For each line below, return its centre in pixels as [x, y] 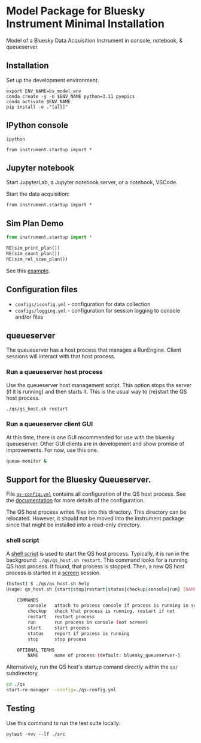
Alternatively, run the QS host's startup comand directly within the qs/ [92, 667]
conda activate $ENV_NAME [38, 101]
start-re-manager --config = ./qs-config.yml [61, 690]
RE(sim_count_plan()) [33, 253]
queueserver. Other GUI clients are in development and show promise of [95, 444]
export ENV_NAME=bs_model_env [44, 91]
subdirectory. [23, 673]
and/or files [29, 317]
